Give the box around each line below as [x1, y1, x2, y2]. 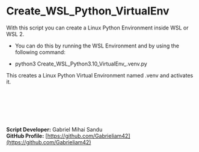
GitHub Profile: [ [6, 132, 48, 139]
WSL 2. [6, 30, 25, 37]
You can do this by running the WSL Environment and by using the [14, 42, 179, 49]
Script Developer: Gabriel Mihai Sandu [6, 126, 103, 133]
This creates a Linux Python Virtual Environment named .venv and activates [6, 71, 194, 79]
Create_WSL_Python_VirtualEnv [6, 4, 170, 18]
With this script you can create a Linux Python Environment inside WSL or [6, 24, 189, 31]
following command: [14, 48, 66, 55]
